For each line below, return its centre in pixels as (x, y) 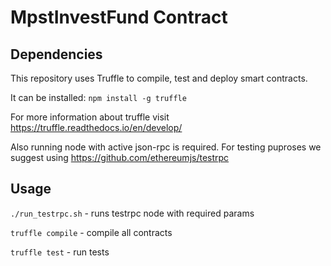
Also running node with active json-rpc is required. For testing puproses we (166, 147)
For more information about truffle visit (90, 117)
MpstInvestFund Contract (119, 17)
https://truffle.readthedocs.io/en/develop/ (96, 127)
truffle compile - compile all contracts (91, 232)
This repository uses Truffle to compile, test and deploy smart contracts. (159, 78)
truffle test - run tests (60, 252)
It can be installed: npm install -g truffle (98, 97)
